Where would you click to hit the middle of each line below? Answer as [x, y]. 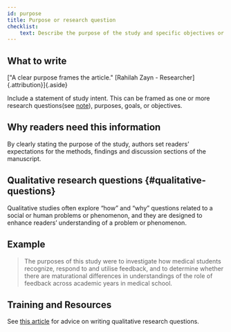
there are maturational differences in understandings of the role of [118, 276]
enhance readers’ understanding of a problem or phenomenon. [97, 223]
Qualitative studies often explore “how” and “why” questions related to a [110, 207]
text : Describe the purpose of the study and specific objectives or [122, 33]
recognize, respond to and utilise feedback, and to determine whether [123, 268]
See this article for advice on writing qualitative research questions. [103, 322]
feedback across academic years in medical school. [98, 283]
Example [26, 245]
